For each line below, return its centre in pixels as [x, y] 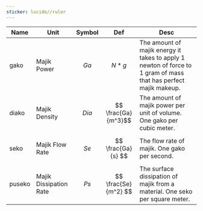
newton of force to [166, 65]
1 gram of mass [162, 73]
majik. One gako [162, 148]
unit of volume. [161, 112]
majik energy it [160, 50]
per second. [156, 156]
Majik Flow [51, 144]
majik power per [162, 105]
